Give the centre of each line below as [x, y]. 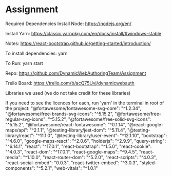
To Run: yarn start [24, 63]
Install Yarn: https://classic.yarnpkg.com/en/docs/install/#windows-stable [83, 33]
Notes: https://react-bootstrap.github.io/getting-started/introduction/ [78, 43]
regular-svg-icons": [26, 119]
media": [14, 157]
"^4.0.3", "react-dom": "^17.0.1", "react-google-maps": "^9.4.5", [72, 151]
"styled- [148, 163]
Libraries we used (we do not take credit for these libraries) [68, 93]
